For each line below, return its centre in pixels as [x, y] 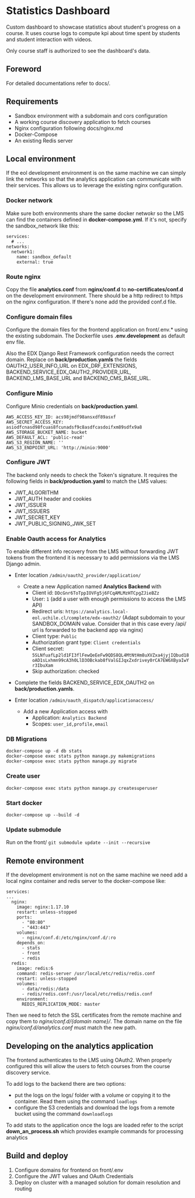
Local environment [41, 159]
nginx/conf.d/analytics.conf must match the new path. [72, 1028]
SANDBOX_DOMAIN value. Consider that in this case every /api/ [109, 624]
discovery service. [28, 1072]
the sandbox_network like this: [43, 226]
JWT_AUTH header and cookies [53, 499]
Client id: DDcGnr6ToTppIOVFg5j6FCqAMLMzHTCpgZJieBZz [95, 593]
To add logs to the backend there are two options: [66, 1083]
